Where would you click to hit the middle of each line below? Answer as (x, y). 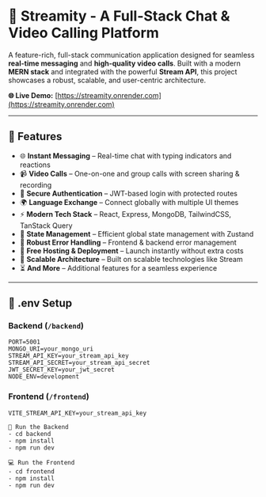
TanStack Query (46, 226)
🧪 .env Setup (40, 304)
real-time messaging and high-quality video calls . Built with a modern (125, 63)
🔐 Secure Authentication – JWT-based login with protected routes (128, 193)
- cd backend (30, 434)
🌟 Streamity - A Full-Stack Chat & (119, 16)
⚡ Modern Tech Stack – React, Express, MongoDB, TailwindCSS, (125, 214)
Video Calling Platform (84, 33)
